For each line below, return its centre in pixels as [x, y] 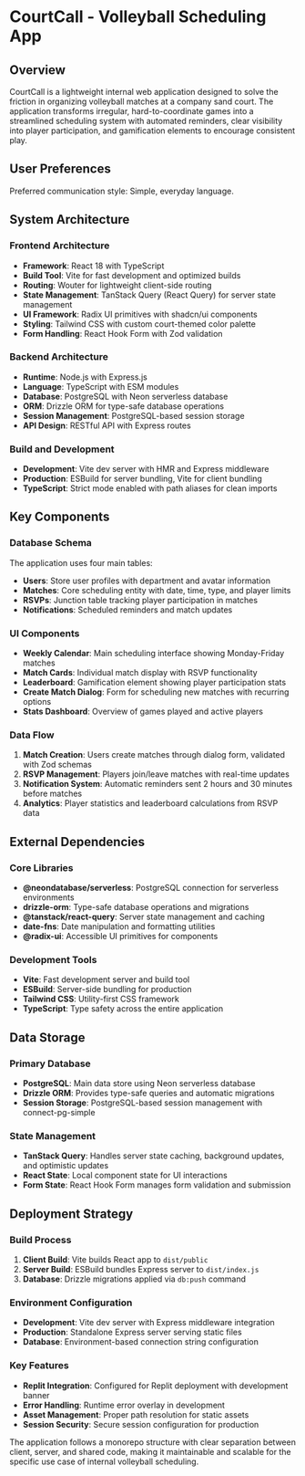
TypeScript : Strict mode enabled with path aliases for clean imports [150, 488]
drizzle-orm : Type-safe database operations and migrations [136, 907]
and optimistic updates [66, 1166]
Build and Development [62, 449]
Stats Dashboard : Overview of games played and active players [143, 712]
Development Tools [53, 959]
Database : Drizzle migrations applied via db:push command [134, 1279]
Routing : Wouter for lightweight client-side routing [117, 285]
